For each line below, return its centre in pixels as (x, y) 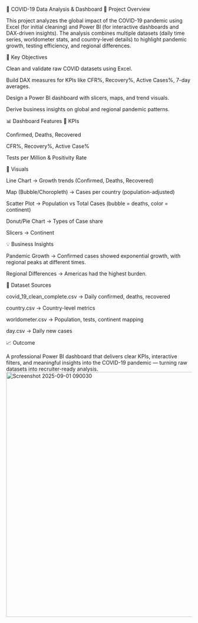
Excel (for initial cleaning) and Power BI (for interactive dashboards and (93, 27)
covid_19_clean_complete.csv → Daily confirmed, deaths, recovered (88, 296)
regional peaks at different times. (46, 262)
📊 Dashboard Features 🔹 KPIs (43, 121)
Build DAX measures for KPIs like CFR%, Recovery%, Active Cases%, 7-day (98, 80)
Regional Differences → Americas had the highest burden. (77, 274)
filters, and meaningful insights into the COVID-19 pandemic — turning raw (97, 363)
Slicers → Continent (30, 233)
